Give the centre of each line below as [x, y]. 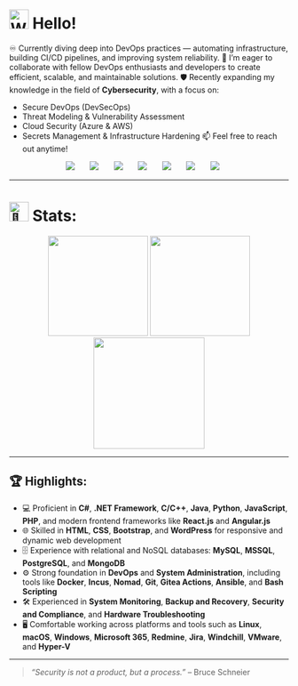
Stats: [55, 216]
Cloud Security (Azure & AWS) [78, 125]
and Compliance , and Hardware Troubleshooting [114, 614]
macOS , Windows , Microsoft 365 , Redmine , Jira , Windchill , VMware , [152, 637]
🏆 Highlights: [48, 482]
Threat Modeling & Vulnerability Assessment [103, 117]
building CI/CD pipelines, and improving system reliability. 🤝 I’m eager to [141, 57]
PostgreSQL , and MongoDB [74, 563]
